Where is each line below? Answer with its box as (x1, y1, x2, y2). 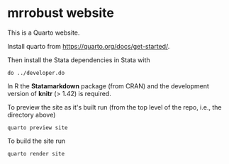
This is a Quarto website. (7, 28, 80, 37)
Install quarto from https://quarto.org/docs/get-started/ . (7, 42, 170, 50)
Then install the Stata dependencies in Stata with (7, 55, 150, 64)
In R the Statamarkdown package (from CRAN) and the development (7, 81, 209, 90)
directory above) (7, 110, 56, 119)
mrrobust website (7, 5, 115, 21)
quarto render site (7, 150, 65, 157)
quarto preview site (7, 124, 69, 131)
